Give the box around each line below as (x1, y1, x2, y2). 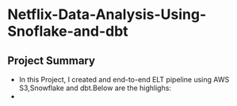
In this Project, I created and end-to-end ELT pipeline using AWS (18, 75, 230, 84)
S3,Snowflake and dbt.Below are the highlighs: (18, 83, 172, 93)
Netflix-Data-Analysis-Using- (7, 6, 207, 24)
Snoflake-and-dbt (7, 22, 128, 40)
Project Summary (7, 54, 96, 67)
